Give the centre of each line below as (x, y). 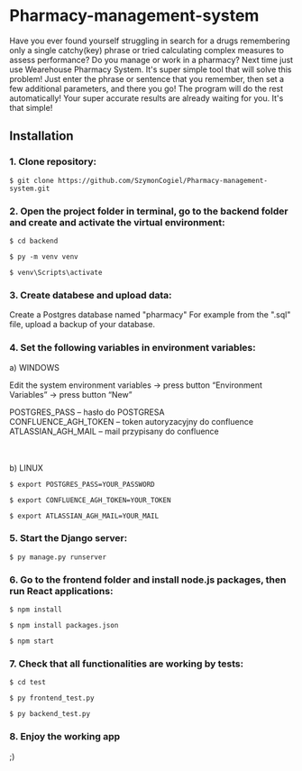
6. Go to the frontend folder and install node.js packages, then (148, 580)
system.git (30, 188)
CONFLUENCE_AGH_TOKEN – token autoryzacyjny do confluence (132, 421)
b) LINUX (26, 468)
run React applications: (61, 591)
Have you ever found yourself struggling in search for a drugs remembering (150, 41)
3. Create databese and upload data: (91, 295)
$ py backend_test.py (50, 714)
